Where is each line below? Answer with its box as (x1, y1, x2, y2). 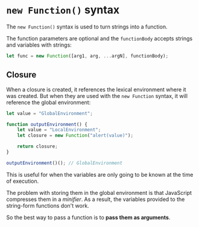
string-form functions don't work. (6, 202, 89, 209)
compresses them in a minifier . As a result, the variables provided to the (6, 196, 185, 203)
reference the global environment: (6, 99, 91, 106)
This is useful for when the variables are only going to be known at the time (6, 171, 194, 178)
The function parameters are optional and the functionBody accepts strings (6, 35, 193, 42)
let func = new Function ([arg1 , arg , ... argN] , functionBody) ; (6, 53, 169, 59)
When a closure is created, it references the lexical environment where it (6, 85, 186, 93)
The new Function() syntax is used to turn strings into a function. (6, 23, 168, 30)
